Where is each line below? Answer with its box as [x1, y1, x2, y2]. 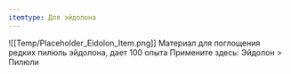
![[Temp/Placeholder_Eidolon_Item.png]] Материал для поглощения [8, 37, 261, 48]
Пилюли [8, 56, 39, 67]
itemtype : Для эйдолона [8, 12, 97, 22]
